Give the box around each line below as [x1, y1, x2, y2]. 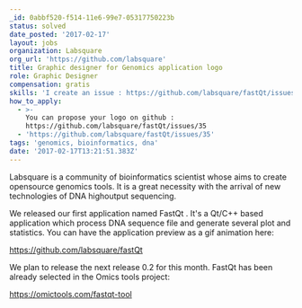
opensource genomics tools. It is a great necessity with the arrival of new [9, 180, 281, 191]
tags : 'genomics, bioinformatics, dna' [9, 138, 159, 147]
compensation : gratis [9, 80, 91, 89]
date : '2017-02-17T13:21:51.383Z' [9, 146, 139, 155]
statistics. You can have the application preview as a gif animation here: [9, 226, 274, 238]
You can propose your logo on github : [25, 113, 175, 122]
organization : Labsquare [9, 47, 102, 56]
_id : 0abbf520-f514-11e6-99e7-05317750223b [9, 13, 175, 22]
